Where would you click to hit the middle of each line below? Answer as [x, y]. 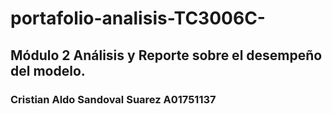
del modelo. [48, 70]
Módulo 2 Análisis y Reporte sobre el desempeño [166, 55]
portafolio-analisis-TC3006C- [138, 18]
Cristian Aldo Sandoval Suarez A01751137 [113, 99]
